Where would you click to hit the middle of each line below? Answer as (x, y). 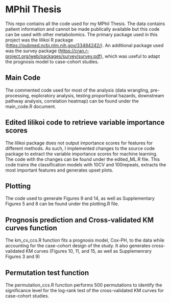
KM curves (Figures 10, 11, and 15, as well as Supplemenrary (89, 251)
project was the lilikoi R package (39, 40)
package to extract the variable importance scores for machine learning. (81, 154)
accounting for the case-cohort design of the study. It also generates (78, 246)
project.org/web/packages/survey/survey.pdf (53, 56)
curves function (31, 228)
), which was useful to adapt (130, 56)
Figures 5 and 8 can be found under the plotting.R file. (62, 204)
